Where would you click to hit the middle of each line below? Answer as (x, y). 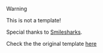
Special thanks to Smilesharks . (44, 32)
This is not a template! (34, 20)
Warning (17, 9)
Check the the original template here (51, 44)
